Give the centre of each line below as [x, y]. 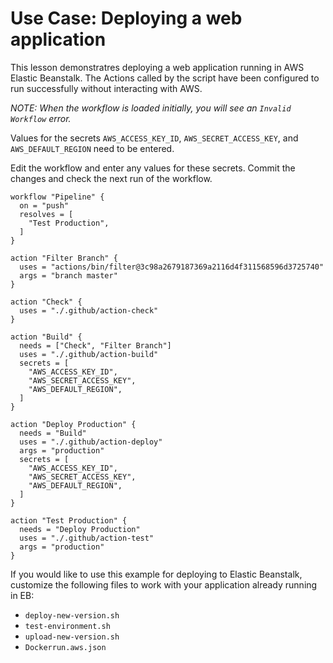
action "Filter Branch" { [64, 258]
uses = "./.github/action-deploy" [91, 442]
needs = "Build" [53, 433]
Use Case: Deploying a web [126, 18]
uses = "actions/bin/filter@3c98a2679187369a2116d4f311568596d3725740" [172, 267]
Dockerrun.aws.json [65, 647]
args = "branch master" [68, 275]
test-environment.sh [67, 626]
